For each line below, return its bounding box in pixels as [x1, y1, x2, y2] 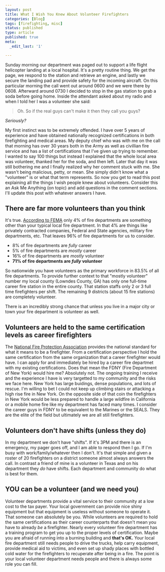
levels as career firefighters [5, 331, 92, 339]
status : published [5, 26, 43, 31]
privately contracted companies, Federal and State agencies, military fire [5, 228, 153, 234]
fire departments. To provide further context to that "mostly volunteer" [5, 273, 148, 279]
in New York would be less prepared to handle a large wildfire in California [5, 396, 156, 402]
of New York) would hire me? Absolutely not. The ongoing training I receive [5, 370, 158, 376]
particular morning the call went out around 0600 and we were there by [5, 82, 150, 89]
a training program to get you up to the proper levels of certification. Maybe [5, 530, 159, 536]
